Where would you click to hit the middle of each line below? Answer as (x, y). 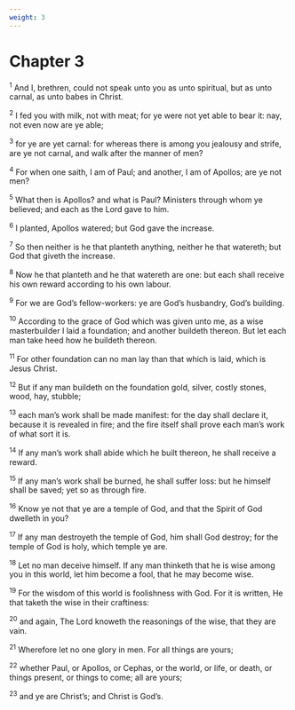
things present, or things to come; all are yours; (96, 677)
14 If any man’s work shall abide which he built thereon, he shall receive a (143, 452)
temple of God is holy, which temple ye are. (88, 546)
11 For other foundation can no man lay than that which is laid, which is (138, 358)
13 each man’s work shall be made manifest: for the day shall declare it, (139, 414)
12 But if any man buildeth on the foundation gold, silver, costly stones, (138, 386)
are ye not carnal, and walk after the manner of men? (106, 153)
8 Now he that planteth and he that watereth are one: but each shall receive (147, 274)
